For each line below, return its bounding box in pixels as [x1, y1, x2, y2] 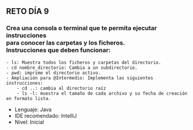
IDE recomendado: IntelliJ [14, 112, 77, 119]
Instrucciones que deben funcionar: [6, 46, 111, 54]
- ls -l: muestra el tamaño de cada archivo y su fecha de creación [16, 90, 188, 96]
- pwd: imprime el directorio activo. [6, 69, 101, 76]
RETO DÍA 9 [6, 6, 49, 16]
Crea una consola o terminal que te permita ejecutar [6, 24, 157, 32]
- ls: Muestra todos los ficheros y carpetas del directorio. [6, 59, 161, 65]
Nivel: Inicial [14, 118, 44, 125]
